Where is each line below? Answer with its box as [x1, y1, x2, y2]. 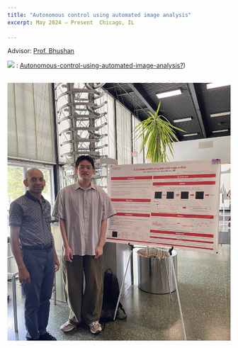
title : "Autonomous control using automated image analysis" [7, 11, 192, 18]
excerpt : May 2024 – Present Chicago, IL [7, 18, 135, 26]
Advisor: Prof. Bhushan [7, 47, 74, 55]
